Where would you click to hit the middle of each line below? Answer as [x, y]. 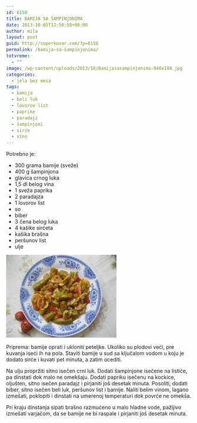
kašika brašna [31, 234]
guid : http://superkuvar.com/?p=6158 [52, 44]
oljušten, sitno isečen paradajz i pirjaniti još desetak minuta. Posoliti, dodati [97, 384]
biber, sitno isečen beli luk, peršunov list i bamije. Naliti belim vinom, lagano [98, 390]
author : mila [22, 31]
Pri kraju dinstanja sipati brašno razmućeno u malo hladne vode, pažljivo [94, 407]
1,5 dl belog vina [34, 184]
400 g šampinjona [36, 172]
